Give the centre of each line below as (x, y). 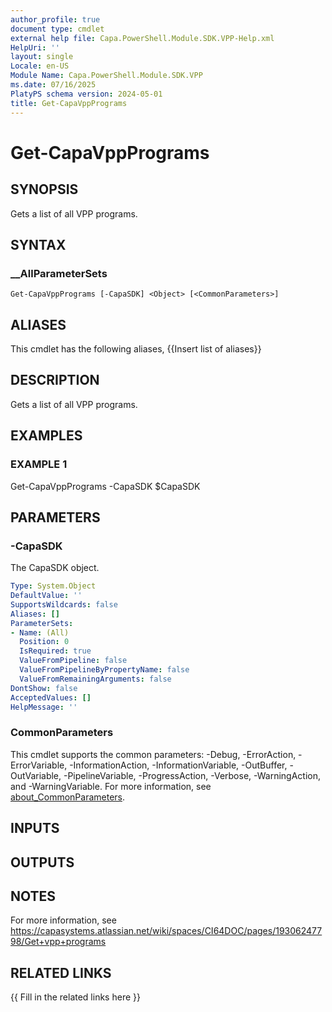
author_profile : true (55, 19)
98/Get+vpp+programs (58, 942)
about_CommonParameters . (68, 797)
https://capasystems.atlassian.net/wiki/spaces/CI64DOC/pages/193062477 (166, 931)
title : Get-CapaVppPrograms (69, 103)
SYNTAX (38, 244)
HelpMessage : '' (44, 707)
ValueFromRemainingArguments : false (95, 679)
